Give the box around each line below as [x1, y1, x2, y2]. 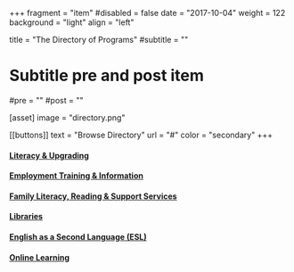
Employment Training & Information [9, 170, 144, 181]
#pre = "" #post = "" [9, 95, 84, 105]
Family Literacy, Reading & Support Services [9, 191, 177, 202]
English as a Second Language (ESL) [9, 231, 147, 242]
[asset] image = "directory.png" [9, 111, 126, 123]
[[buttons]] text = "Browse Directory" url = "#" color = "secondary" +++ [9, 129, 274, 140]
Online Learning [9, 251, 69, 262]
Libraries [9, 211, 43, 222]
